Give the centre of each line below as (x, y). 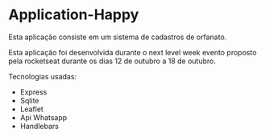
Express (33, 92)
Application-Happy (74, 15)
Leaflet (32, 109)
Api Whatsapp (43, 117)
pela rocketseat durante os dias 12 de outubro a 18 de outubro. (112, 61)
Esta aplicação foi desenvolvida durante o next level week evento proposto (132, 52)
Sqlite (29, 100)
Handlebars (39, 126)
